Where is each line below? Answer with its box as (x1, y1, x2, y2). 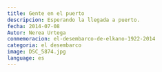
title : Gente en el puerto (7, 10, 85, 17)
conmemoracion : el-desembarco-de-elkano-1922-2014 (7, 36, 156, 43)
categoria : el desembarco (7, 42, 81, 49)
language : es (7, 55, 45, 62)
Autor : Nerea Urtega (7, 29, 67, 36)
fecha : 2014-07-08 (7, 23, 60, 29)
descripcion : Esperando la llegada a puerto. (7, 16, 140, 23)
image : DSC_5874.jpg (7, 49, 67, 56)
